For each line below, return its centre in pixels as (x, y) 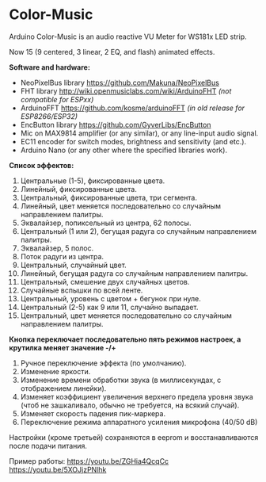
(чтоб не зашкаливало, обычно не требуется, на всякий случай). (130, 405)
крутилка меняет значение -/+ (63, 347)
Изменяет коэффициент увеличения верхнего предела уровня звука (137, 396)
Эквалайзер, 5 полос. (57, 248)
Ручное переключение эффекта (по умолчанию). (103, 363)
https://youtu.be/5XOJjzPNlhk (58, 469)
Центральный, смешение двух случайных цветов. (105, 281)
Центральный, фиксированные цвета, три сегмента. (108, 197)
